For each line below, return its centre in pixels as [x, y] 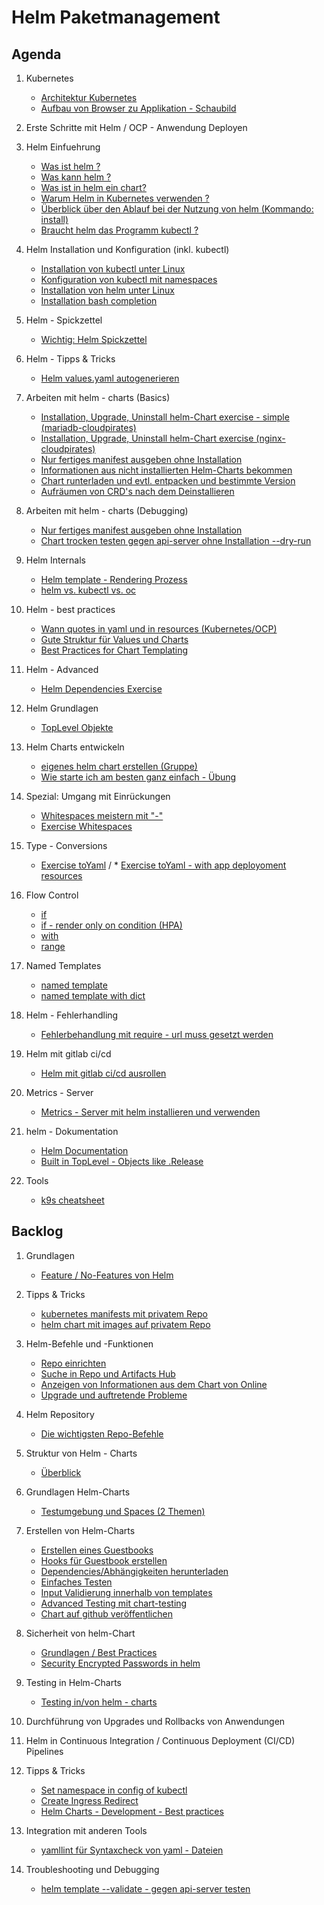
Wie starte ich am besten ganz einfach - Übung [138, 777]
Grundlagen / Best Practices [99, 1652]
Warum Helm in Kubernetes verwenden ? [125, 198]
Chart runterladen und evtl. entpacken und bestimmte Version [168, 480]
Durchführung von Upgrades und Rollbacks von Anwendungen [155, 1721]
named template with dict [93, 995]
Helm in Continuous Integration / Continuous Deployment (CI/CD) [160, 1740]
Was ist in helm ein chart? [93, 187]
